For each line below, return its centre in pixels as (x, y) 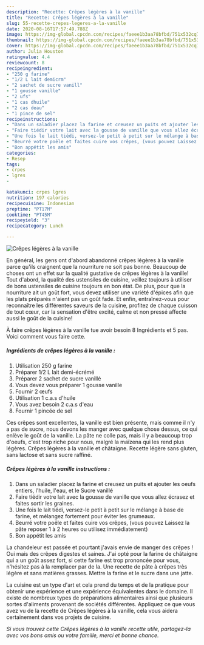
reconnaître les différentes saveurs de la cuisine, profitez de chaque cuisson (102, 305)
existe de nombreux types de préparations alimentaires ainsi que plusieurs (100, 598)
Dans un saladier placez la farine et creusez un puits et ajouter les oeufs (105, 484)
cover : (15, 46)
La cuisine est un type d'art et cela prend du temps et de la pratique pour (98, 585)
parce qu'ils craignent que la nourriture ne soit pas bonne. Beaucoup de (96, 267)
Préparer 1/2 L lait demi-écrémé (55, 372)
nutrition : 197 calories (38, 198)
